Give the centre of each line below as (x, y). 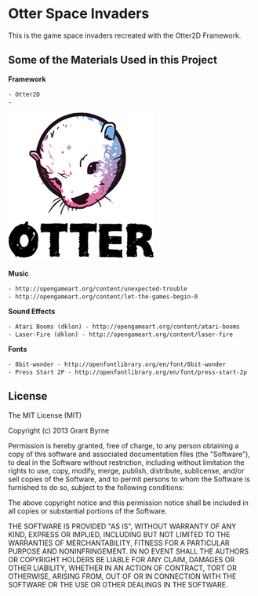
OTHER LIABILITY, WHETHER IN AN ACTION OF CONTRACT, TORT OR (122, 568)
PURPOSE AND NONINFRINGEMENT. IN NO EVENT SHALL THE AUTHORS (129, 551)
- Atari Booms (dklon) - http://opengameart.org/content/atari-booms (124, 327)
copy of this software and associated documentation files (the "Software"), (129, 454)
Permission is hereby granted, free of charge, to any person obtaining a (124, 445)
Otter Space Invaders (79, 14)
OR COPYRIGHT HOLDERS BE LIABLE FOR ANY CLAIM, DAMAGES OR (122, 559)
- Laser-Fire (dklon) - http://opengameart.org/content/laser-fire (121, 335)
